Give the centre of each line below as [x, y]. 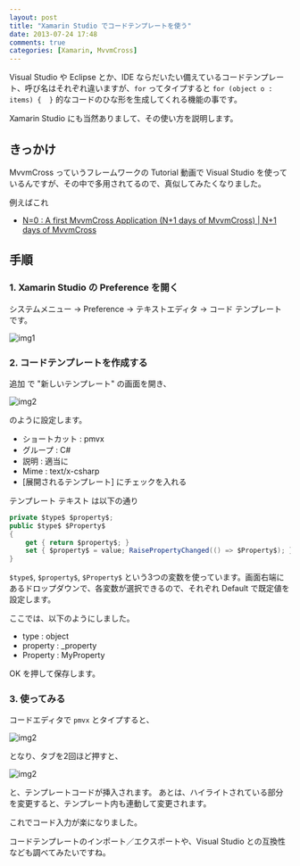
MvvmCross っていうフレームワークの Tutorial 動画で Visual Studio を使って [149, 172]
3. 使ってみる [37, 699]
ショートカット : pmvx [63, 439]
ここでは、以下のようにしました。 [72, 619]
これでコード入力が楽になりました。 [76, 822]
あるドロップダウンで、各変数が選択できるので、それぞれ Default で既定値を [150, 589]
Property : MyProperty [63, 656]
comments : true [37, 42]
